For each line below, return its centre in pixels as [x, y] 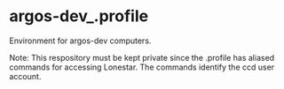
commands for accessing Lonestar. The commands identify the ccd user [142, 67]
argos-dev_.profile [79, 16]
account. [25, 76]
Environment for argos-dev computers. [80, 41]
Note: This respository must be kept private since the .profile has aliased [142, 57]
